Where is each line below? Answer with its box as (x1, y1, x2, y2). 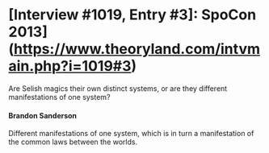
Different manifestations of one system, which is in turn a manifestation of (8, 129, 254, 139)
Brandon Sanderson (8, 110, 78, 120)
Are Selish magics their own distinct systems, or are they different (8, 83, 228, 93)
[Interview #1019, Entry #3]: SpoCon (8, 6, 257, 24)
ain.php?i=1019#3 (8, 57, 132, 76)
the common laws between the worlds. (8, 137, 138, 147)
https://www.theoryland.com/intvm (13, 40, 261, 58)
